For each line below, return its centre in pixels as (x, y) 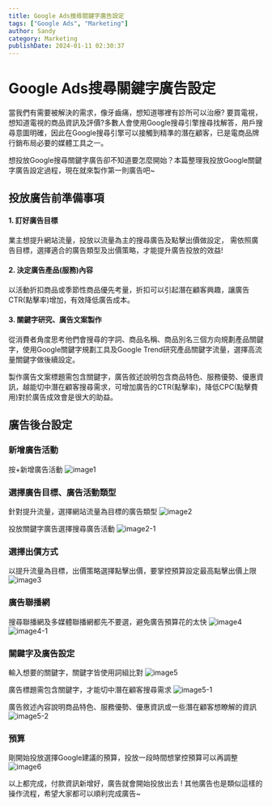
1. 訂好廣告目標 (33, 220)
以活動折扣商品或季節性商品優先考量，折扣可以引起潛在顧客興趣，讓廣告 (129, 289)
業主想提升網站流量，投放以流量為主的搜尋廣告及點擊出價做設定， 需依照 (130, 240)
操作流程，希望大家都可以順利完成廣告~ (75, 794)
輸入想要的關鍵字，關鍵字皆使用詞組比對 (76, 672)
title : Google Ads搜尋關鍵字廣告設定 (66, 16)
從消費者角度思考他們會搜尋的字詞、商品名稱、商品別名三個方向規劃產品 (129, 339)
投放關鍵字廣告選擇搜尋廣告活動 (62, 529)
